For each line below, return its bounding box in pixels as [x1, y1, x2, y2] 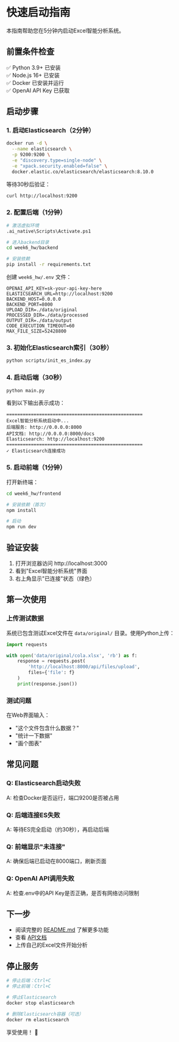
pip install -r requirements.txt [6, 262, 91, 268]
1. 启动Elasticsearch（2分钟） [6, 126, 96, 135]
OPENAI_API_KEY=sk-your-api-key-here [6, 286, 102, 292]
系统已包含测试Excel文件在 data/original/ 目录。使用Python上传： [6, 629, 175, 636]
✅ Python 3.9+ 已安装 [6, 63, 61, 71]
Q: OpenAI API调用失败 [6, 874, 75, 883]
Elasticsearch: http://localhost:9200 [6, 436, 105, 442]
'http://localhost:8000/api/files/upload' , [28, 664, 140, 670]
